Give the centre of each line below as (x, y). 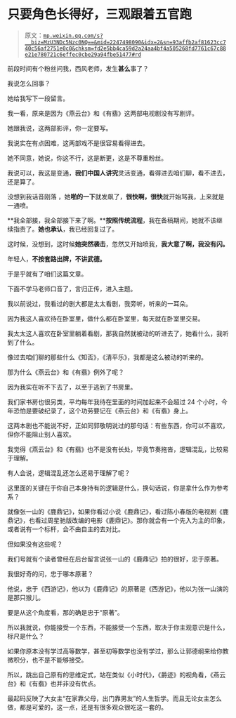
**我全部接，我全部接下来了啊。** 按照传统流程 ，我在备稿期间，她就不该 (112, 220)
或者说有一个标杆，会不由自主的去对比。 (66, 529)
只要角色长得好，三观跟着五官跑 (100, 14)
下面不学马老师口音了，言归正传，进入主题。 (72, 288)
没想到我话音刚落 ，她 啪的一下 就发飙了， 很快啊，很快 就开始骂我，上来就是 (116, 197)
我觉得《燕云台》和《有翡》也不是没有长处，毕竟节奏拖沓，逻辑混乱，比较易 (118, 449)
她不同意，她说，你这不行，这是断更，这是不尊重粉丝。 (87, 158)
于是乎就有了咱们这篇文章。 (47, 274)
